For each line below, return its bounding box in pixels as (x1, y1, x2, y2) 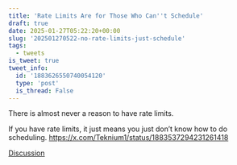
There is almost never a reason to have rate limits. (8, 109, 174, 118)
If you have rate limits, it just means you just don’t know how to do (8, 124, 228, 134)
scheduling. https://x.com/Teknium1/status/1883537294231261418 (8, 133, 229, 142)
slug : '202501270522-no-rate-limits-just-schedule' (8, 34, 185, 43)
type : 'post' (15, 79, 60, 87)
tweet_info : (8, 64, 48, 72)
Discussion (8, 148, 45, 158)
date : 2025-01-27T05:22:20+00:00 (8, 27, 121, 35)
